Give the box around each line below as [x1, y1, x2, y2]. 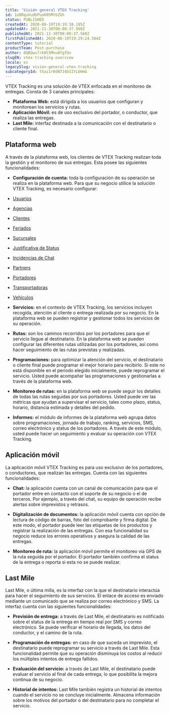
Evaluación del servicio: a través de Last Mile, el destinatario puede [12, 666, 156, 672]
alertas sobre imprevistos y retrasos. [12, 501, 89, 507]
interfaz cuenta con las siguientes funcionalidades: [5, 603, 112, 610]
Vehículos [12, 294, 34, 300]
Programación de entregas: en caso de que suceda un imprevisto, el [12, 640, 158, 646]
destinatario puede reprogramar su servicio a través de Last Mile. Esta [12, 645, 160, 651]
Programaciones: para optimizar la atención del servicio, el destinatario [12, 356, 163, 362]
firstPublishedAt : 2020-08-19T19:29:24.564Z [5, 36, 101, 41]
